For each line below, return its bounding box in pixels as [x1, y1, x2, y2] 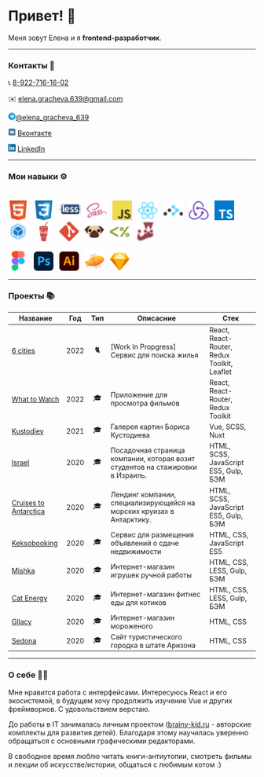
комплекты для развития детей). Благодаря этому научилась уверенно [8, 728, 249, 737]
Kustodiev [11, 426, 45, 435]
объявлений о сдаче [110, 538, 179, 548]
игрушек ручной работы [110, 570, 192, 580]
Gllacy [11, 617, 32, 627]
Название [18, 313, 53, 323]
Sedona [11, 636, 37, 646]
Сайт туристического [110, 632, 182, 641]
